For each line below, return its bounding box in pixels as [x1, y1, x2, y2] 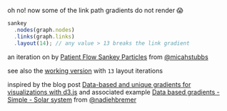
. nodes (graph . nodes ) [14, 26, 75, 33]
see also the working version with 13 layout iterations [7, 66, 163, 75]
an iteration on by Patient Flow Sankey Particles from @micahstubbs [7, 53, 208, 61]
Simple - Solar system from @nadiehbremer [7, 95, 137, 104]
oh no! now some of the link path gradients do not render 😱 [7, 6, 183, 14]
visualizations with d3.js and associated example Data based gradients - [7, 88, 220, 96]
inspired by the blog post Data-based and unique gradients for [7, 80, 191, 88]
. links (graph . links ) [14, 33, 75, 40]
